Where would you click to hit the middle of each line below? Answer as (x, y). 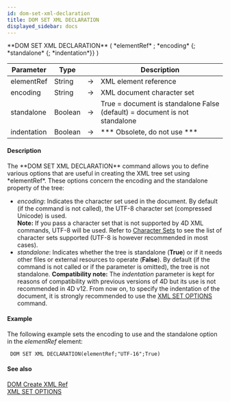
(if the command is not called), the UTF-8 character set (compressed (114, 208)
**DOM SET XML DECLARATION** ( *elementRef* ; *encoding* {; (101, 46)
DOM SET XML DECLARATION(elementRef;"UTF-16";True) (85, 354)
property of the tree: (36, 188)
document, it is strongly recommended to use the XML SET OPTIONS (114, 296)
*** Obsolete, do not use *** (149, 132)
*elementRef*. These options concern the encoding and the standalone (107, 180)
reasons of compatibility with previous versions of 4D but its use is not (116, 281)
